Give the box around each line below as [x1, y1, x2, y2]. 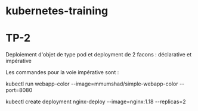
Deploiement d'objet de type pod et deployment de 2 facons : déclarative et [5, 51, 192, 58]
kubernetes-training [5, 4, 109, 18]
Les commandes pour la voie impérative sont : [5, 69, 119, 76]
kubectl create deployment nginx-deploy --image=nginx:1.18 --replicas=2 [5, 98, 186, 105]
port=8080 [5, 87, 33, 94]
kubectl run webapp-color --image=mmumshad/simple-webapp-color [5, 80, 178, 87]
